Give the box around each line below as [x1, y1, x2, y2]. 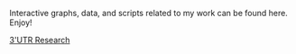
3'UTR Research [9, 35, 70, 45]
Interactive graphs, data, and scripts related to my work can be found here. [9, 8, 289, 18]
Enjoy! [9, 17, 33, 28]
